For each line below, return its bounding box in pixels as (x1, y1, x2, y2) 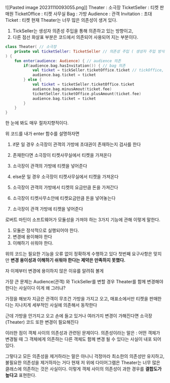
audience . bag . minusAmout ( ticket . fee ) (32, 87, 112, 92)
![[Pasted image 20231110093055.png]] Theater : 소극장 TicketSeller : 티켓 (5, 5, 159, 10)
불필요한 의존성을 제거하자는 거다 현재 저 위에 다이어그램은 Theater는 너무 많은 (5, 360, 161, 366)
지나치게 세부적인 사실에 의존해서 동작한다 (14, 302, 98, 308)
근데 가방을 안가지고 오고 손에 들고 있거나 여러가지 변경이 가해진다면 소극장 (5, 313, 153, 319)
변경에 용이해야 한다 (12, 234, 52, 240)
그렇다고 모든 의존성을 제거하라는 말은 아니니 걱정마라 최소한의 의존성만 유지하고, (5, 353, 165, 359)
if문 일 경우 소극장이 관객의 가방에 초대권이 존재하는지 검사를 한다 (12, 141, 141, 148)
